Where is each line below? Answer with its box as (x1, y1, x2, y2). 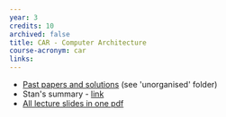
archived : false (9, 29, 70, 38)
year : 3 (9, 13, 39, 22)
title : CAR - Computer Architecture (9, 38, 147, 47)
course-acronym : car (9, 46, 87, 55)
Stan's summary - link (22, 88, 104, 99)
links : (9, 54, 34, 63)
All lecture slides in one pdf (22, 98, 124, 108)
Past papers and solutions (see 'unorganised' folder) (22, 79, 218, 89)
